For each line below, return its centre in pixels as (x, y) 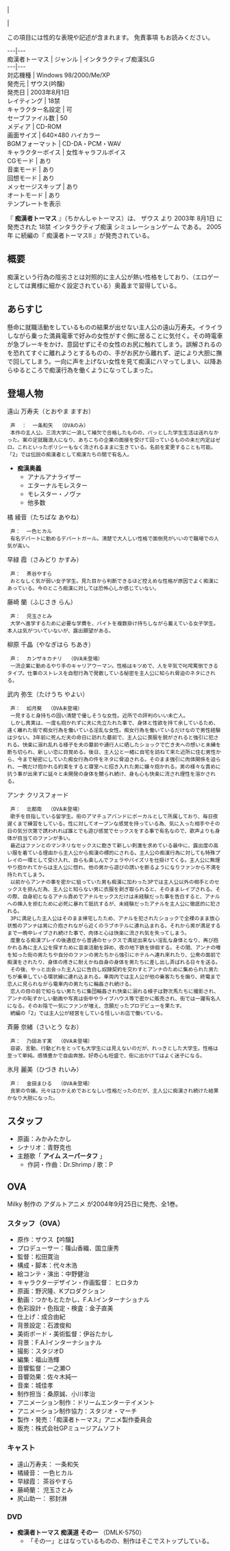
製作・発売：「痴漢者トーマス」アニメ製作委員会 (85, 1420)
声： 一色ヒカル (31, 532)
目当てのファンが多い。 (45, 839)
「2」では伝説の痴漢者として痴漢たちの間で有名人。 (70, 455)
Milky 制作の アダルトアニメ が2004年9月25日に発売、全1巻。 (94, 1204)
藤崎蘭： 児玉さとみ (45, 1490)
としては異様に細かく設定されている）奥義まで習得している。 (94, 285)
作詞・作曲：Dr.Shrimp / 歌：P (70, 1165)
